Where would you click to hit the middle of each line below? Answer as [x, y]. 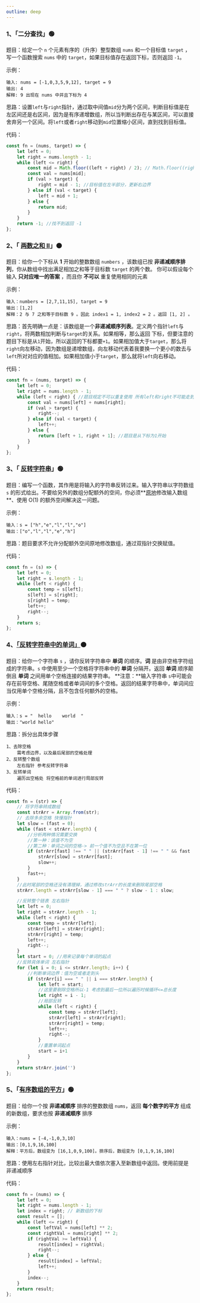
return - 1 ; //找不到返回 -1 [49, 224]
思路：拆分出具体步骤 [32, 734]
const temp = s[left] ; [56, 589]
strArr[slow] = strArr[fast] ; [75, 857]
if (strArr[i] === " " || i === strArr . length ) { [90, 979]
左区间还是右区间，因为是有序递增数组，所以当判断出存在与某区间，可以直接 [100, 114]
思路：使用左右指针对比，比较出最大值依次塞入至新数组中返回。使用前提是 [97, 1163]
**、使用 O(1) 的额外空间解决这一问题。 [54, 500]
